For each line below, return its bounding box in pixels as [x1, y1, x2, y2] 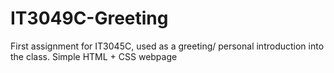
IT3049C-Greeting [10, 7, 169, 30]
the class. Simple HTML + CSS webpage [10, 50, 178, 62]
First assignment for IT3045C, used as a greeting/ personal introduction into [10, 40, 325, 52]
